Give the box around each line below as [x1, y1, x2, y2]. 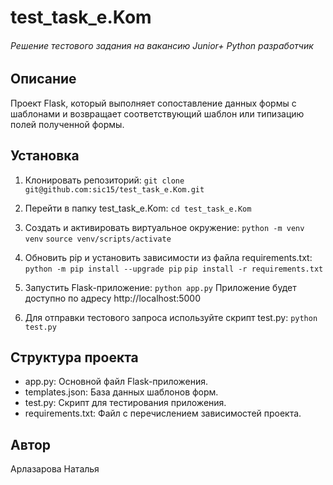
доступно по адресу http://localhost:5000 [24, 292, 202, 304]
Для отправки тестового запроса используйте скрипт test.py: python [24, 311, 318, 323]
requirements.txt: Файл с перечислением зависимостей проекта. [24, 407, 302, 420]
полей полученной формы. [10, 118, 125, 130]
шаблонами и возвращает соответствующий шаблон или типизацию [10, 107, 305, 120]
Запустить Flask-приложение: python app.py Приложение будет [24, 281, 297, 293]
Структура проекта [10, 349, 139, 366]
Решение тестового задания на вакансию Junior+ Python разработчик [10, 39, 314, 51]
